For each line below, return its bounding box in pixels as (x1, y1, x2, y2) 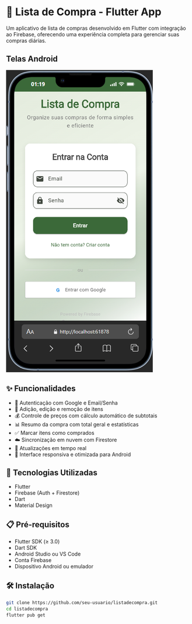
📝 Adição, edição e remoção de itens (14, 405, 103, 412)
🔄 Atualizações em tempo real (14, 444, 87, 451)
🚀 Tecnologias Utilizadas (6, 468, 97, 478)
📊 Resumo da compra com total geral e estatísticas (14, 421, 139, 428)
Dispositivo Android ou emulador (14, 563, 93, 570)
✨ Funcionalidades (6, 383, 76, 394)
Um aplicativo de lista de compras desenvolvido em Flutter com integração (6, 25, 187, 32)
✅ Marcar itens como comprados (14, 429, 95, 436)
